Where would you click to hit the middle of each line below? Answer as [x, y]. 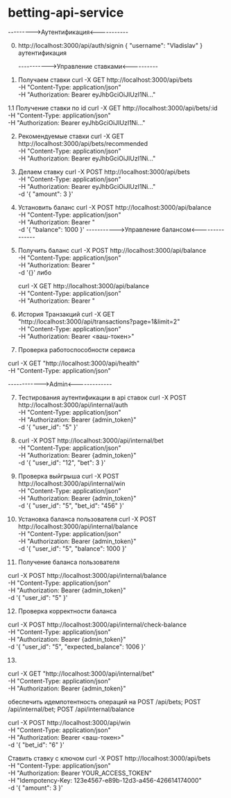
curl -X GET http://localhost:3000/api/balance [84, 285]
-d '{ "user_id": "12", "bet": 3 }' [62, 463]
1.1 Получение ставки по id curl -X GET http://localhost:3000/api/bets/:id [113, 108]
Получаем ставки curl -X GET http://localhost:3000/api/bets [105, 80]
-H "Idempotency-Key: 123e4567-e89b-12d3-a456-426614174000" [105, 780]
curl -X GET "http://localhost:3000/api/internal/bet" [82, 673]
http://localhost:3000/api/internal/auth [73, 405]
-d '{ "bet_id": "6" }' [36, 745]
